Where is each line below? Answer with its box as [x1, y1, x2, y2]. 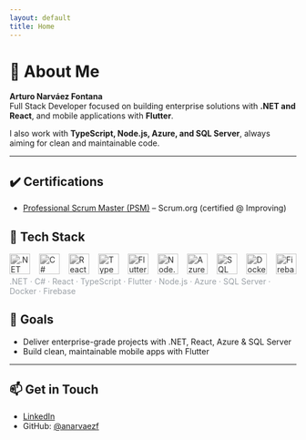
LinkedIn [22, 411, 56, 422]
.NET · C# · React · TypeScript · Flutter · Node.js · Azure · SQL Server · [9, 276, 271, 287]
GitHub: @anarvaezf [22, 420, 99, 431]
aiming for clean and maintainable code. [9, 138, 160, 148]
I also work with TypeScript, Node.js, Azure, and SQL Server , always [9, 128, 270, 139]
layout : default [9, 13, 71, 23]
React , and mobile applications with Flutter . [9, 110, 174, 121]
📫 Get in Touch [9, 382, 99, 397]
